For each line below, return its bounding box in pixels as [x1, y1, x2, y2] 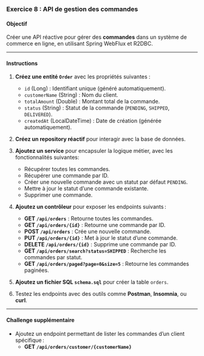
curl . [15, 297, 27, 304]
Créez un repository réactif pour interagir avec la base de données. [15, 136, 186, 143]
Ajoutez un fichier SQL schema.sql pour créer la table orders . [15, 279, 169, 286]
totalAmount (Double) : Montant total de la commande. [24, 98, 160, 105]
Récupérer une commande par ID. [24, 172, 109, 180]
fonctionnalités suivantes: [15, 154, 80, 161]
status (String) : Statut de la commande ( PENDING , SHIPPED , [24, 104, 170, 111]
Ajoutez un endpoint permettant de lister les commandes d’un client [15, 330, 185, 337]
